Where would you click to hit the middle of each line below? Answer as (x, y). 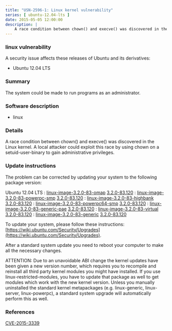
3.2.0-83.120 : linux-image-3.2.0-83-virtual (113, 209)
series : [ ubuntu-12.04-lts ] (38, 15)
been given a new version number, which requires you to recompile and (81, 266)
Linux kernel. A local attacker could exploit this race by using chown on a (82, 147)
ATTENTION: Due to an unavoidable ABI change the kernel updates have (82, 260)
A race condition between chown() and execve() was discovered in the (80, 142)
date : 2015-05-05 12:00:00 (34, 20)
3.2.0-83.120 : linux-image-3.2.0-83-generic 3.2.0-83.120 (66, 214)
